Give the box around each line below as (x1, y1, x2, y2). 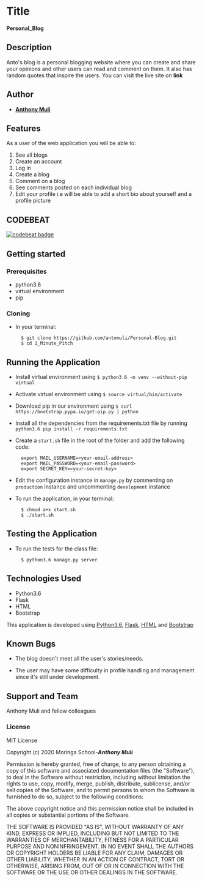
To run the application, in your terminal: (15, 495, 114, 502)
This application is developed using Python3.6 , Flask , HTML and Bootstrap (6, 621, 194, 628)
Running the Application (6, 357, 101, 367)
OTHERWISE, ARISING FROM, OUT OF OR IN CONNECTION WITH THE (6, 862, 184, 869)
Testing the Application (6, 528, 98, 539)
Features (6, 123, 41, 133)
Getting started (6, 249, 66, 259)
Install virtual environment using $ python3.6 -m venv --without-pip (15, 373, 187, 380)
